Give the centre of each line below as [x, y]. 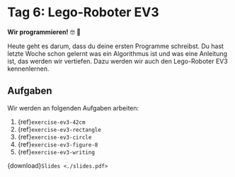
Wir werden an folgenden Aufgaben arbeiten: [73, 108]
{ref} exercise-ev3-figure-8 [58, 144]
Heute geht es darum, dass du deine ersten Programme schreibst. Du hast [116, 46]
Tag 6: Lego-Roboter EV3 [83, 12]
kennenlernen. [28, 69]
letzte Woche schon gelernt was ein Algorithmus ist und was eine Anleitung [117, 53]
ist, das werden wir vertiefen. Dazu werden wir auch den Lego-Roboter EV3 [117, 61]
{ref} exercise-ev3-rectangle [59, 129]
